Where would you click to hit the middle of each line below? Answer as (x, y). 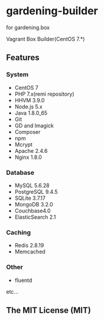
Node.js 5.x (28, 106)
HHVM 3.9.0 (30, 100)
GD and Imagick (34, 126)
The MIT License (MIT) (49, 310)
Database (20, 172)
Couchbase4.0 (33, 211)
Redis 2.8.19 (29, 246)
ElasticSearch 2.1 (35, 217)
